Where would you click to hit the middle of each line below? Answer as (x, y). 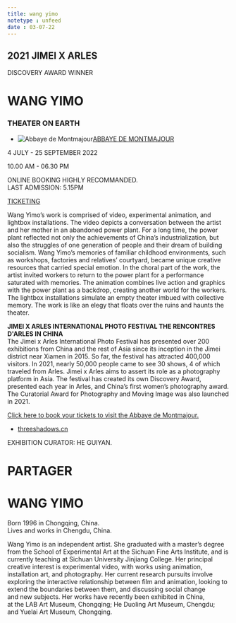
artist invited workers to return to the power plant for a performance (106, 275)
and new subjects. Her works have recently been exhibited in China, (106, 596)
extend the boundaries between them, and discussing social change (106, 589)
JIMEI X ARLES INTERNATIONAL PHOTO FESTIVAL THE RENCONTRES (112, 326)
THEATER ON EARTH (44, 123)
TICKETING (24, 201)
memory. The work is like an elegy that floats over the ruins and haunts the (116, 305)
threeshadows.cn (43, 429)
